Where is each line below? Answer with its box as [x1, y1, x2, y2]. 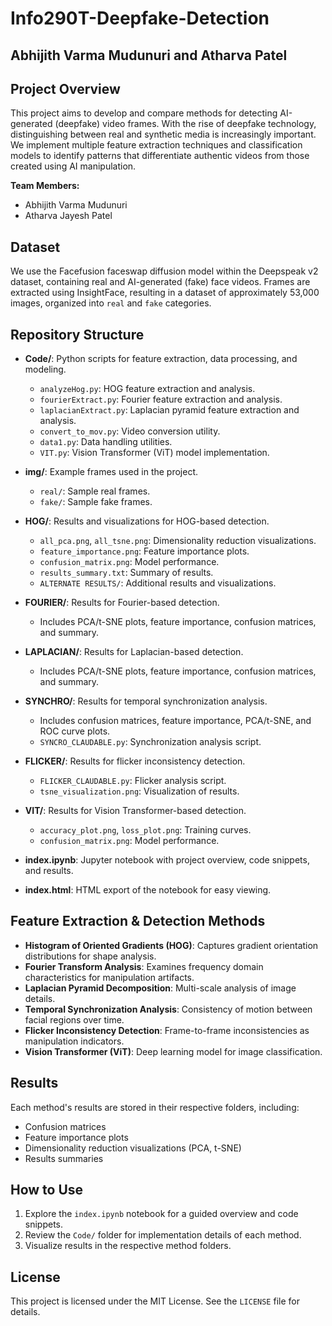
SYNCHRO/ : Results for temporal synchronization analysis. [24, 695, 268, 707]
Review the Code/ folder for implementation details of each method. [24, 1229, 302, 1241]
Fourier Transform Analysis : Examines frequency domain [24, 960, 264, 972]
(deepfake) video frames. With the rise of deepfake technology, [54, 118, 317, 130]
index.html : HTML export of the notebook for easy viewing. [24, 884, 272, 896]
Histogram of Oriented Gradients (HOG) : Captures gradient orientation [24, 939, 319, 951]
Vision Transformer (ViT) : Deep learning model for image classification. [24, 1045, 323, 1057]
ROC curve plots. [39, 725, 111, 737]
